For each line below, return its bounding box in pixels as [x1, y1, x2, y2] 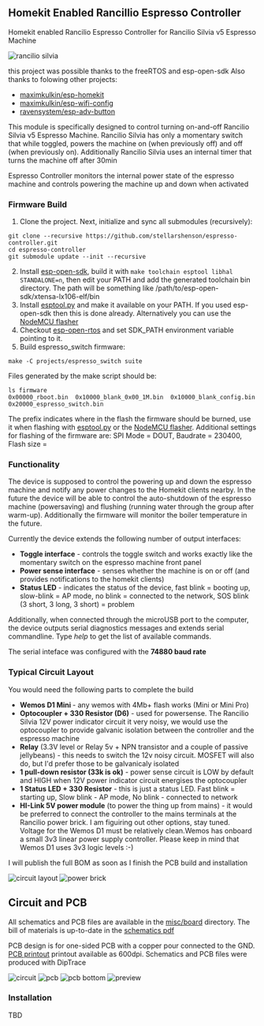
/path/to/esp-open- [155, 283, 219, 293]
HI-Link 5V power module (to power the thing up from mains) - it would [19, 800, 253, 810]
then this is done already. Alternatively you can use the [53, 309, 232, 318]
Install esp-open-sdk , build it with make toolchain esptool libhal [19, 267, 233, 276]
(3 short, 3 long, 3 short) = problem [19, 600, 136, 609]
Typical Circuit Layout [8, 667, 95, 678]
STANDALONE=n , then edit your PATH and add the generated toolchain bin [19, 275, 251, 285]
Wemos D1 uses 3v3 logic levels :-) [19, 842, 134, 852]
